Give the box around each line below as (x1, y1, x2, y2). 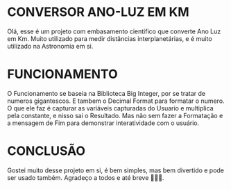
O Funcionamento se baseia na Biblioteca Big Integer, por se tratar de (7, 89, 206, 97)
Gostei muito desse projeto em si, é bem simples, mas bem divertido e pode (7, 166, 224, 174)
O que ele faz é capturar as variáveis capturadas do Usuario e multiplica (7, 104, 214, 112)
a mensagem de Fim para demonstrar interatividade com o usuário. (7, 119, 200, 127)
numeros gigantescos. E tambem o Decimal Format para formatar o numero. (7, 97, 225, 105)
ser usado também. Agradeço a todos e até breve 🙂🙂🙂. (7, 173, 164, 181)
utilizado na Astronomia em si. (7, 42, 94, 50)
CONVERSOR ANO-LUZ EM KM (7, 4, 189, 20)
